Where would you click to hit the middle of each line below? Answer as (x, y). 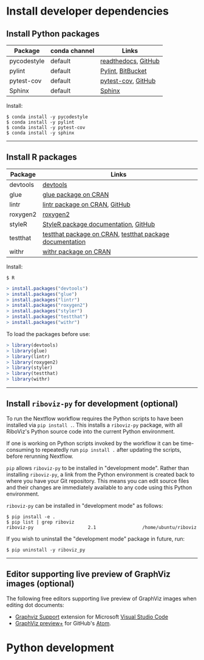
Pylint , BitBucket (123, 71)
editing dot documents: (36, 605)
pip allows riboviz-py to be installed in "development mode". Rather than (98, 468)
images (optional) (40, 584)
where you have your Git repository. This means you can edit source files (98, 481)
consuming (20, 449)
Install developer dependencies (87, 11)
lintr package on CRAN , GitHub (86, 204)
